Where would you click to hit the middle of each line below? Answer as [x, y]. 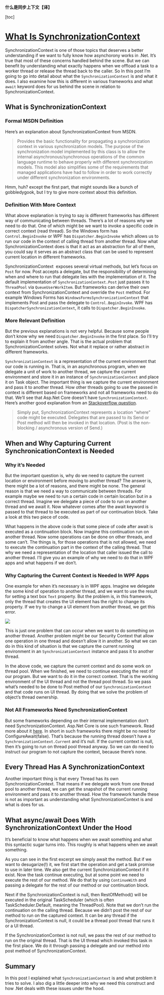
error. [10, 612]
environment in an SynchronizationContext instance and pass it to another [79, 652]
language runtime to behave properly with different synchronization [85, 162]
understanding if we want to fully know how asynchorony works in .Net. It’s [81, 55]
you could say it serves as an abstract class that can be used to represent [79, 252]
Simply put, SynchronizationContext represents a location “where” [83, 412]
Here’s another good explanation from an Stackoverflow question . [71, 403]
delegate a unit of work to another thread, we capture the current [71, 372]
